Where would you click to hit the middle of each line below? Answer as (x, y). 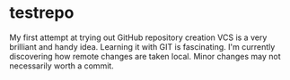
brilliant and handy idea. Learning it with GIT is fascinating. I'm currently (142, 46)
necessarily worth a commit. (62, 66)
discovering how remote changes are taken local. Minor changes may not (145, 56)
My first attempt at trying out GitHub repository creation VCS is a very (138, 37)
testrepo (42, 13)
